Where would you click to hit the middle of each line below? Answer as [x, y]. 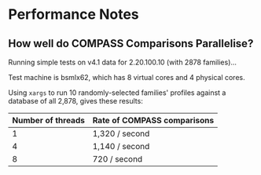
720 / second [118, 159]
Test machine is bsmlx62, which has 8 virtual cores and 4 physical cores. [127, 77]
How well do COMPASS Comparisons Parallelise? [131, 44]
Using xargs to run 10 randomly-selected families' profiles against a [117, 93]
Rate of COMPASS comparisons [153, 120]
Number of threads [48, 120]
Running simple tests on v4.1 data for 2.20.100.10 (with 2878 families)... [123, 62]
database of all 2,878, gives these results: [75, 101]
